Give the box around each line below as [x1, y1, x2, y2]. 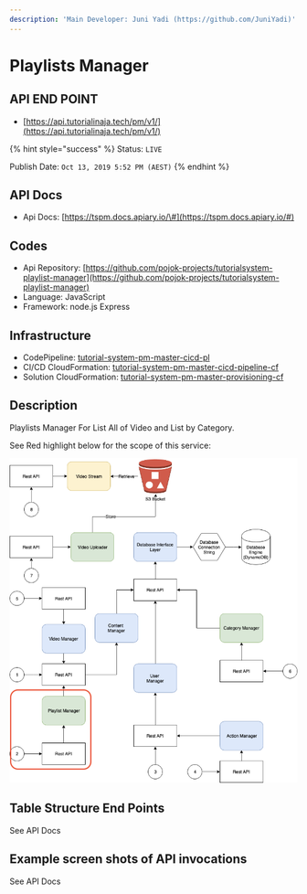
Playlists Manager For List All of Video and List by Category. [9, 421, 235, 433]
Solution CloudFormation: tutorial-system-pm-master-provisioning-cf [22, 371, 284, 383]
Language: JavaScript [22, 292, 106, 303]
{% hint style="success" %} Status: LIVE [9, 143, 163, 154]
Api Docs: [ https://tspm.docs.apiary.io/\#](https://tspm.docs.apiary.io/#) [22, 211, 295, 223]
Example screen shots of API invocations [9, 851, 248, 867]
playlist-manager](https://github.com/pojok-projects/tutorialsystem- [22, 272, 281, 283]
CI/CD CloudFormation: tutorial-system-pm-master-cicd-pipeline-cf [22, 362, 279, 373]
